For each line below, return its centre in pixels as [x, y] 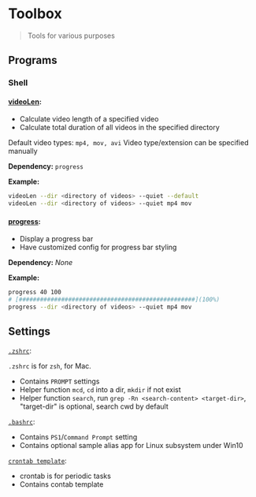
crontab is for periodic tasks [65, 476]
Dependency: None [41, 263]
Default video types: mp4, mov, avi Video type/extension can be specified [128, 143]
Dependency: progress [46, 166]
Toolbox [35, 14]
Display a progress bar [56, 239]
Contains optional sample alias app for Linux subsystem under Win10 [131, 445]
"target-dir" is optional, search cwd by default [94, 406]
